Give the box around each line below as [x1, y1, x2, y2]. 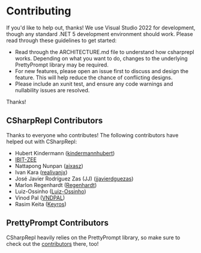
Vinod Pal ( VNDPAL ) [14, 194, 65, 201]
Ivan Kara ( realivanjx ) [14, 168, 68, 176]
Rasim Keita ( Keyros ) [14, 200, 67, 207]
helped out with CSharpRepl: [6, 138, 77, 145]
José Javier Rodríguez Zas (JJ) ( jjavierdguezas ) [14, 175, 134, 182]
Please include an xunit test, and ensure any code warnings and [14, 80, 173, 88]
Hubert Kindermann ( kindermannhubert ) [14, 149, 115, 156]
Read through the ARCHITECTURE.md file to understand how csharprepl [14, 48, 194, 55]
